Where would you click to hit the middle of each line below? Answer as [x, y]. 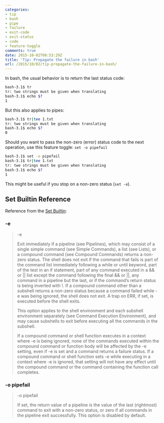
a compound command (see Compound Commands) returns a [80, 254]
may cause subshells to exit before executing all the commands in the [87, 321]
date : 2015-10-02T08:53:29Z [34, 55]
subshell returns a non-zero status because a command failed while [85, 291]
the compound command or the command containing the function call [88, 367]
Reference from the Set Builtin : [36, 211]
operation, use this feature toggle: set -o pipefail [56, 147]
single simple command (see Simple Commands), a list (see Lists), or [87, 249]
